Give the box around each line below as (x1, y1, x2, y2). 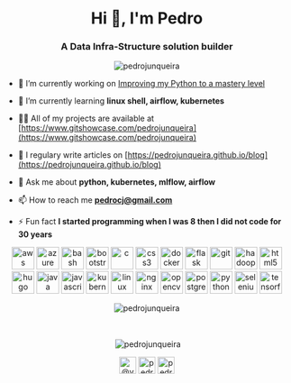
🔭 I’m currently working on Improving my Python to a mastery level (17, 78, 266, 89)
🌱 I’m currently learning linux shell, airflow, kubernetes (17, 96, 225, 106)
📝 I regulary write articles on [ (17, 150, 128, 160)
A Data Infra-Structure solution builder (60, 41, 233, 53)
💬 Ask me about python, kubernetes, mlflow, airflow (17, 177, 216, 187)
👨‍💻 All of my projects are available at (17, 113, 155, 124)
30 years (17, 229, 52, 240)
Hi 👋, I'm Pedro (90, 8, 204, 29)
